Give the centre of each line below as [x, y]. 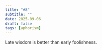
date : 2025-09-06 [23, 19]
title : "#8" [17, 10]
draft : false [19, 24]
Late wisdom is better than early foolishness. [51, 42]
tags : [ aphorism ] [23, 28]
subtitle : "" [19, 14]
